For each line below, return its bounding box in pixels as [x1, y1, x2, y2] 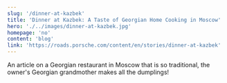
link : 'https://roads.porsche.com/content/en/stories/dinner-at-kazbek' [7, 42, 221, 49]
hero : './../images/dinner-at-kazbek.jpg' [7, 23, 131, 29]
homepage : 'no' [7, 29, 51, 36]
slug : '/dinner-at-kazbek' [7, 10, 85, 17]
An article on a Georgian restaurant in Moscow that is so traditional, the [7, 61, 210, 69]
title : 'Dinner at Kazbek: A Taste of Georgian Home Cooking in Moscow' [7, 16, 221, 23]
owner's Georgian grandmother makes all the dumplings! [7, 68, 170, 76]
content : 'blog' [7, 36, 54, 43]
